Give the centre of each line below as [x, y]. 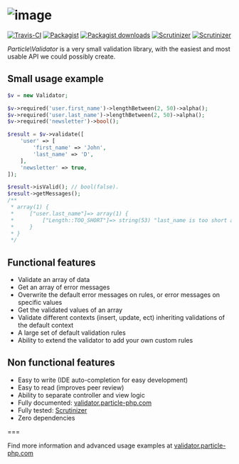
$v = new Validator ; [38, 95]
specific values [40, 303]
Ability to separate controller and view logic [81, 395]
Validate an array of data [54, 280]
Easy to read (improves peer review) [71, 387]
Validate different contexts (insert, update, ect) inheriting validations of [121, 318]
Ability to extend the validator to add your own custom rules [105, 341]
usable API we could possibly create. [62, 56]
